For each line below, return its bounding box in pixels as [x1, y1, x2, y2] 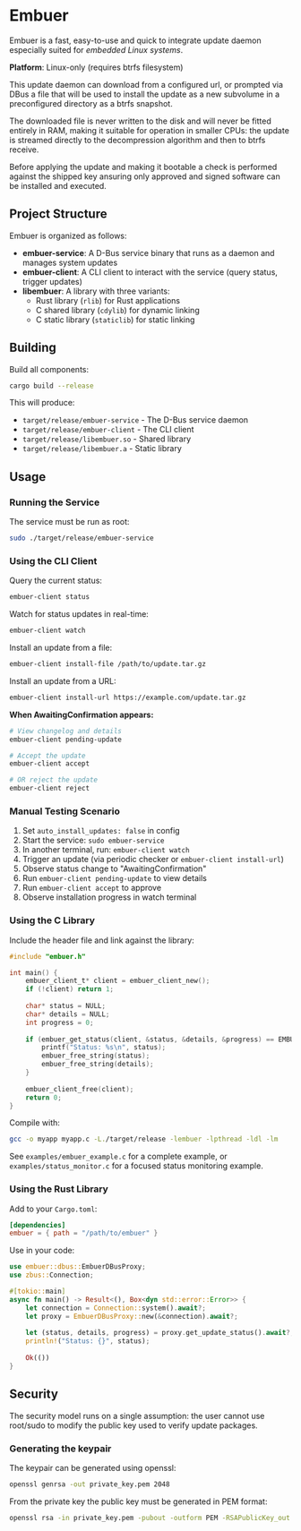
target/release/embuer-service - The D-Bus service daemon [21, 415, 249, 425]
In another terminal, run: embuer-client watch [21, 844, 190, 855]
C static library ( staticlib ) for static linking [35, 314, 195, 325]
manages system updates [21, 257, 118, 268]
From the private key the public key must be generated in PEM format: [9, 1496, 268, 1507]
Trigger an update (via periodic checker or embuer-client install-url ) [21, 854, 285, 865]
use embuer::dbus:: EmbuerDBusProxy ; [9, 1262, 146, 1271]
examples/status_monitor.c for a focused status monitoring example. [9, 1160, 264, 1171]
